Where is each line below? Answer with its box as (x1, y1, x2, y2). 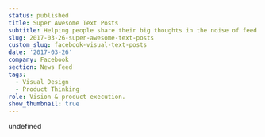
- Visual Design (15, 78, 69, 86)
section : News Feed (8, 63, 73, 71)
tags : (8, 70, 26, 78)
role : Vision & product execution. (8, 93, 126, 101)
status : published (8, 11, 69, 20)
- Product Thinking (15, 85, 80, 93)
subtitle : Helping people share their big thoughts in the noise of (8, 26, 240, 34)
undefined (8, 122, 42, 131)
